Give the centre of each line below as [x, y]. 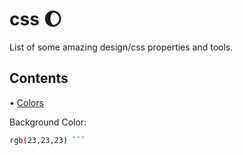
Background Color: [48, 122]
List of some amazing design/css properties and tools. [121, 47]
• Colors [26, 102]
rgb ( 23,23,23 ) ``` [47, 140]
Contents [39, 78]
